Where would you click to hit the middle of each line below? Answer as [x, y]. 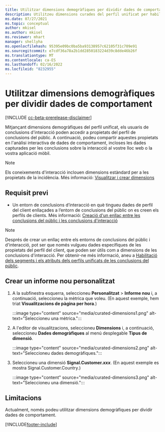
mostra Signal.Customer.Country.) [46, 368]
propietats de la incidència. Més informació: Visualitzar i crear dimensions [80, 177]
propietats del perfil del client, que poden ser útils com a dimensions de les [81, 250]
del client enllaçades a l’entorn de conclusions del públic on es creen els [85, 210]
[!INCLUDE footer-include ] [31, 425]
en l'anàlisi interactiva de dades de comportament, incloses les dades [76, 143]
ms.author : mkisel [24, 32]
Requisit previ [27, 193]
